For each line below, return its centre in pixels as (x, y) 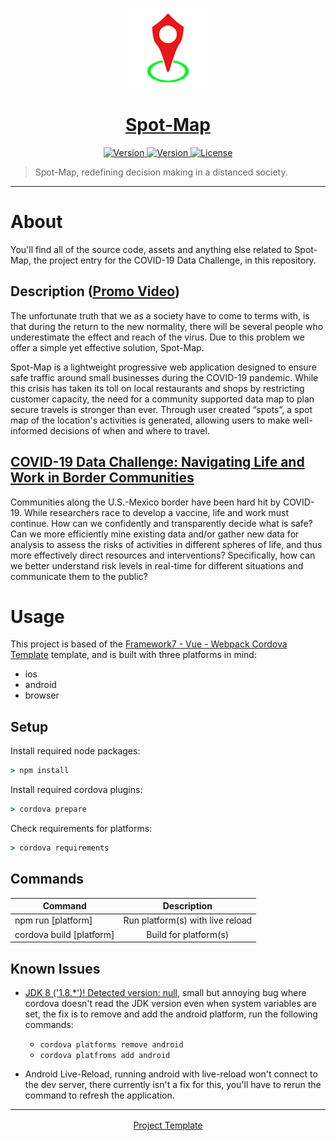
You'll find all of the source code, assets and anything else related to (151, 249)
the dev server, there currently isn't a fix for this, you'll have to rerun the (173, 1084)
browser (42, 695)
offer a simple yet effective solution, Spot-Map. (107, 347)
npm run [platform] (53, 920)
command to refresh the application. (99, 1095)
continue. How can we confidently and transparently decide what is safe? (161, 523)
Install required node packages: (75, 751)
